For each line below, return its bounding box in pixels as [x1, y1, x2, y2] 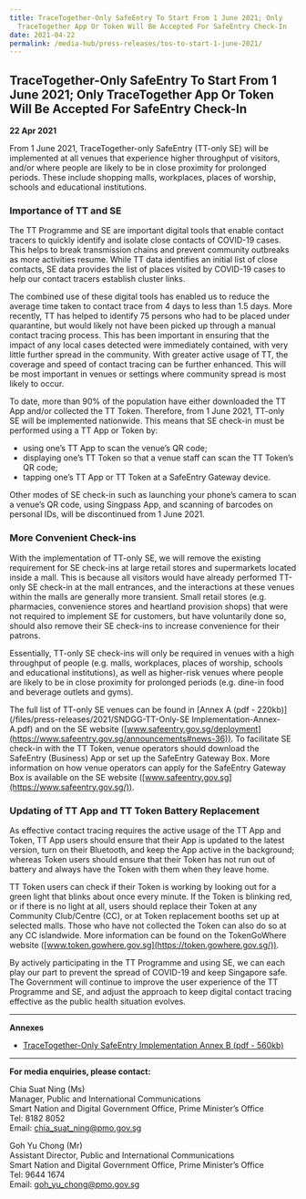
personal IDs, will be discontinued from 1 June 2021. [9, 509, 205, 520]
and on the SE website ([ [35, 723, 127, 734]
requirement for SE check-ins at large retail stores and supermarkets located [9, 562, 297, 573]
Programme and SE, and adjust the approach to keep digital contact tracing [9, 986, 292, 997]
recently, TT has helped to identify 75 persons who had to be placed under [9, 311, 291, 322]
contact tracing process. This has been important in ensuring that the [9, 330, 270, 341]
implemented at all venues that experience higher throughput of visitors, [9, 152, 280, 164]
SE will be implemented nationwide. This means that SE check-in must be [9, 416, 285, 427]
